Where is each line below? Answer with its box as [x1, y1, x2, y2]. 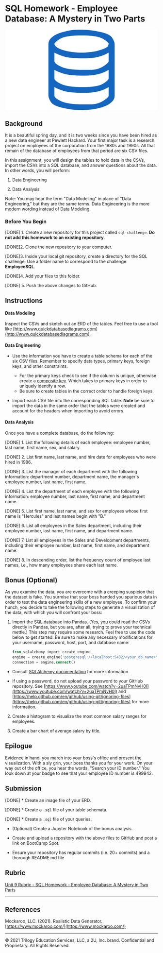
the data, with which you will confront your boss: [5, 610, 102, 615]
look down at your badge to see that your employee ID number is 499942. [5, 770, 153, 776]
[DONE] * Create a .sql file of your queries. [5, 816, 92, 822]
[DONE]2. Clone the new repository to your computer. [5, 244, 113, 250]
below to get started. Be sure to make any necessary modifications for [12, 634, 153, 640]
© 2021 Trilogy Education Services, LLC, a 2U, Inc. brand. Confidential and [5, 937, 154, 943]
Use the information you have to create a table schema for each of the [12, 353, 153, 359]
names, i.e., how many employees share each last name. [5, 562, 118, 568]
